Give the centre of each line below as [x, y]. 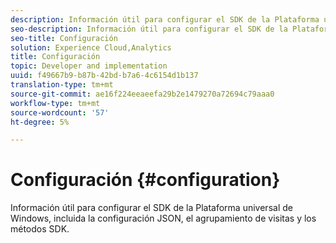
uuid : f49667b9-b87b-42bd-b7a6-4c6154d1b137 [104, 76]
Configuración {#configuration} [145, 180]
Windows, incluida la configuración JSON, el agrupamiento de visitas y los [163, 218]
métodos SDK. [40, 229]
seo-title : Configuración [64, 38]
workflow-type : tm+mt [55, 103]
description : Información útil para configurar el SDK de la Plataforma [165, 19]
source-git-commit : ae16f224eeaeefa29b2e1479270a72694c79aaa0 [142, 94]
